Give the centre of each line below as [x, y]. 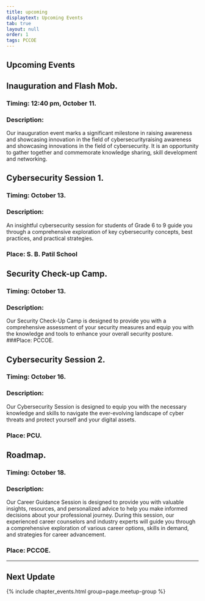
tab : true [19, 23]
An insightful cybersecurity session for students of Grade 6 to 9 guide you [99, 225]
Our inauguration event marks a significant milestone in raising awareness [99, 133]
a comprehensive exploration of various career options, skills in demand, [98, 528]
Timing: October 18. [36, 472]
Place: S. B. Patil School [42, 254]
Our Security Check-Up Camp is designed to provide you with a [86, 321]
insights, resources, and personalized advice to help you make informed [97, 509]
